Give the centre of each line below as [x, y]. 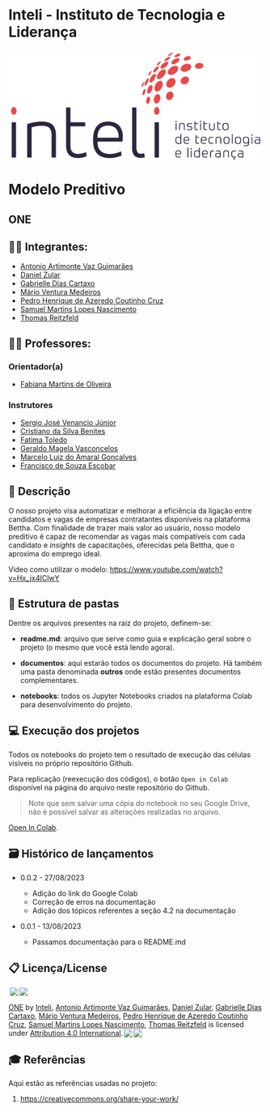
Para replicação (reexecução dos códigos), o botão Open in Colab [118, 778]
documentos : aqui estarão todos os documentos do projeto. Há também [141, 663]
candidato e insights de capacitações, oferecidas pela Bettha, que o [122, 545]
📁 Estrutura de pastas [64, 604]
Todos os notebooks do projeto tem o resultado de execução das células [130, 754]
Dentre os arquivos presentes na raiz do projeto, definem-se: [110, 623]
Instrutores [31, 405]
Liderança [43, 32]
